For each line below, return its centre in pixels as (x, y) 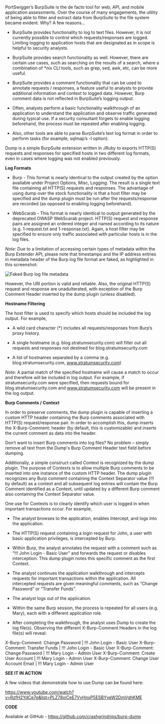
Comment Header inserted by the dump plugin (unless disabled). (71, 294)
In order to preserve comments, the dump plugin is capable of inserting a (79, 412)
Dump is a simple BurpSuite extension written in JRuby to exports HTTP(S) (81, 148)
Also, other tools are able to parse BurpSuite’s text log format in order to (85, 133)
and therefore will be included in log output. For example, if (65, 378)
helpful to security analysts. (40, 48)
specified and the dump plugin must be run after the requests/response (84, 198)
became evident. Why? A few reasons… (45, 23)
